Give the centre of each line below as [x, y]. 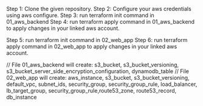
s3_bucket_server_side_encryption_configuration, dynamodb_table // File [98, 71]
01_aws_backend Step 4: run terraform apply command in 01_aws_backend [101, 22]
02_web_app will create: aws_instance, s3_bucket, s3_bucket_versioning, [98, 78]
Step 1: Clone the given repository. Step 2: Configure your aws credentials [99, 9]
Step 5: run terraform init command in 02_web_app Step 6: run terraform [97, 40]
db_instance [22, 97]
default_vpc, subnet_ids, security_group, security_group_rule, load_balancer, [102, 84]
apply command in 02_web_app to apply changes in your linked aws [92, 46]
